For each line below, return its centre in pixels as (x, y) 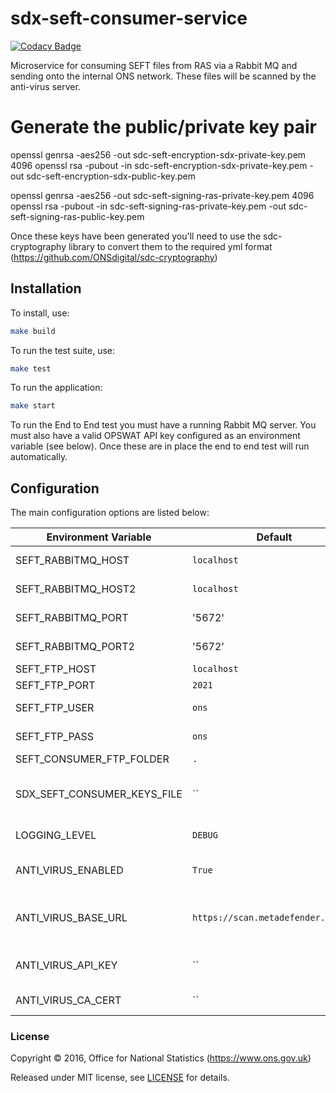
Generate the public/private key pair (163, 127)
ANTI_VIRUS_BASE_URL (71, 918)
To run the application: (56, 388)
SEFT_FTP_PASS (55, 737)
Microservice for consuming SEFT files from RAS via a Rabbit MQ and (154, 65)
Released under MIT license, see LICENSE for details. (120, 1078)
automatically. (39, 457)
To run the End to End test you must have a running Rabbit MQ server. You (163, 425)
